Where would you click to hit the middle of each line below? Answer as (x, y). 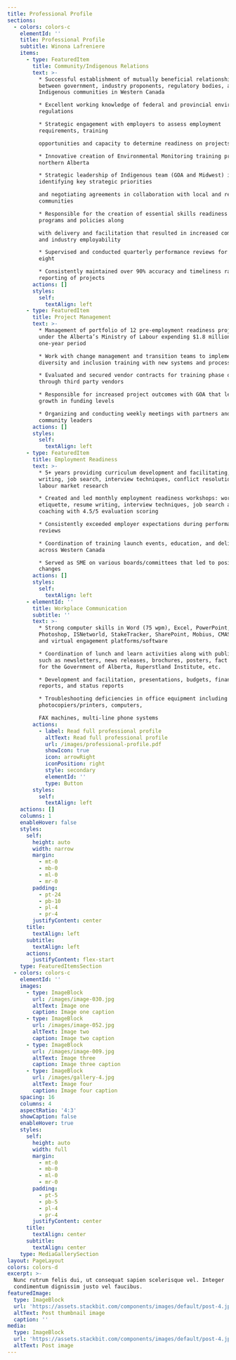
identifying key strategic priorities (95, 182)
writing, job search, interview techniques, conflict (119, 479)
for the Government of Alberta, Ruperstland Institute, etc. (130, 667)
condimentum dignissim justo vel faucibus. (78, 1287)
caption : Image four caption (75, 1091)
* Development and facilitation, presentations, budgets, (125, 679)
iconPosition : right (75, 764)
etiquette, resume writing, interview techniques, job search (131, 505)
